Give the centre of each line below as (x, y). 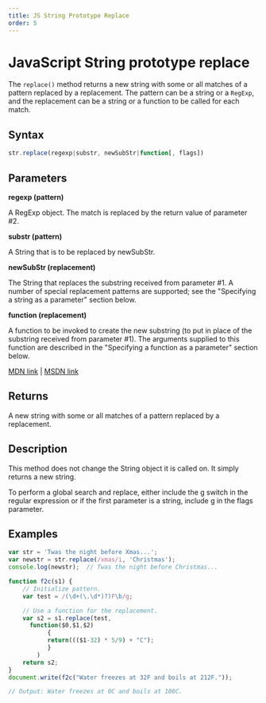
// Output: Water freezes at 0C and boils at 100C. (95, 692)
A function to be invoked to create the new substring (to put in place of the (130, 330)
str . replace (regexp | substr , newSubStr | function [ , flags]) (106, 153)
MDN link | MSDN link (44, 371)
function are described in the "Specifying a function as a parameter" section (133, 347)
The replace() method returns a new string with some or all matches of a (128, 84)
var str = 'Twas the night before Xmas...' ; (83, 553)
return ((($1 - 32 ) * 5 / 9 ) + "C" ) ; (101, 641)
